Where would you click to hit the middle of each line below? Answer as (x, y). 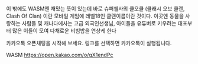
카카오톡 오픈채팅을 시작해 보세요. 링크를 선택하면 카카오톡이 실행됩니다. (89, 43)
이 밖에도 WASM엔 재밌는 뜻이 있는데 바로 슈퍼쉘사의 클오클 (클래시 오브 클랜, (95, 9)
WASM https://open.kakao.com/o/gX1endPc (60, 55)
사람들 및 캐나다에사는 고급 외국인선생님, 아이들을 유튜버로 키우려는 (99, 23)
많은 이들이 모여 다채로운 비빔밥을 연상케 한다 (64, 31)
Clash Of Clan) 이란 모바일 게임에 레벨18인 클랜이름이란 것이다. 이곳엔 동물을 (95, 16)
